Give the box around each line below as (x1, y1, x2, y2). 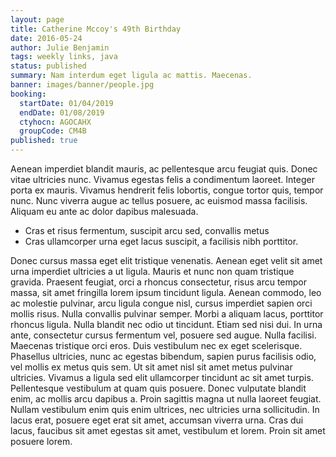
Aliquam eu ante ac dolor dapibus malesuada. (10, 206, 199, 217)
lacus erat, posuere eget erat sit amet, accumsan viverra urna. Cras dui (10, 414, 304, 426)
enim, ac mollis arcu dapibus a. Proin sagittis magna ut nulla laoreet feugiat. (10, 393, 322, 405)
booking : (10, 89, 47, 99)
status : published (10, 61, 87, 71)
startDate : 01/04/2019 (19, 98, 114, 108)
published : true (10, 136, 78, 146)
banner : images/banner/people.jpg (10, 80, 155, 90)
